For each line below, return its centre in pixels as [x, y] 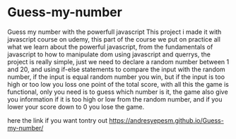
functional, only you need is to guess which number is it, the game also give [118, 92]
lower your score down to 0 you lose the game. [76, 107]
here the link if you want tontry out [58, 120]
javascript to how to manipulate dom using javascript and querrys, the [109, 54]
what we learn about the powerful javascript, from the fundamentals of [110, 47]
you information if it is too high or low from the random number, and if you [115, 99]
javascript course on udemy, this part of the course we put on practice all [114, 39]
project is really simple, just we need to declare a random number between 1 [118, 61]
